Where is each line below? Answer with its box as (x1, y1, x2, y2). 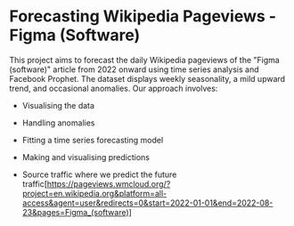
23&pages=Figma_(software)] (21, 206, 132, 217)
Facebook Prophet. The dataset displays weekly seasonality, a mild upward (9, 73, 286, 84)
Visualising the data (21, 100, 95, 110)
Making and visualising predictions (21, 151, 150, 162)
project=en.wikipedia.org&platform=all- (21, 188, 167, 198)
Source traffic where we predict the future (21, 169, 177, 180)
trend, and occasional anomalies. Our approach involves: (9, 83, 218, 93)
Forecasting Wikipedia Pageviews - (9, 6, 277, 27)
